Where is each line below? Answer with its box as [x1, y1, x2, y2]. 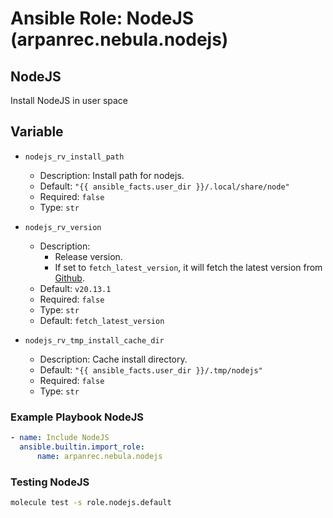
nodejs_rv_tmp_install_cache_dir [24, 335, 165, 346]
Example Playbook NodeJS [10, 410, 144, 424]
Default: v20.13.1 [39, 282, 112, 294]
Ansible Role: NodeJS [10, 7, 195, 30]
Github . [54, 272, 85, 284]
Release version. [54, 250, 123, 262]
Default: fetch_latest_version [39, 314, 165, 326]
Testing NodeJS [10, 475, 90, 489]
